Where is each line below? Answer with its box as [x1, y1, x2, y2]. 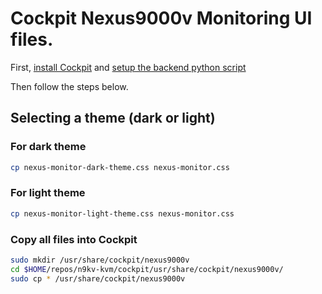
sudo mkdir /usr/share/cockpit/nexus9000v [10, 255, 190, 265]
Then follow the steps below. [10, 80, 129, 92]
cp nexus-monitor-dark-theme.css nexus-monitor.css [10, 162, 230, 172]
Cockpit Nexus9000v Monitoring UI [10, 7, 313, 30]
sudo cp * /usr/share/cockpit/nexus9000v [10, 273, 186, 284]
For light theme [10, 186, 86, 200]
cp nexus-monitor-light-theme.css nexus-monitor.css [10, 208, 235, 219]
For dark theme [10, 140, 87, 154]
